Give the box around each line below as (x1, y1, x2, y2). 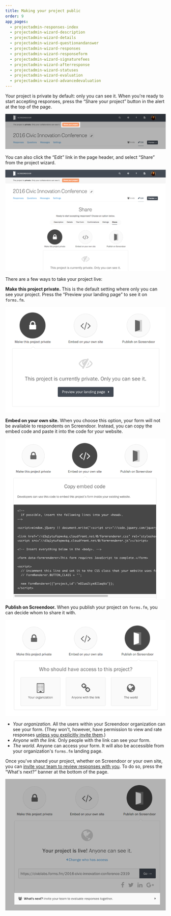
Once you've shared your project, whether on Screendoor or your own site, (5, 758, 163, 764)
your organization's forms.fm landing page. (12, 748, 103, 754)
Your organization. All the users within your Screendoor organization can (12, 720, 165, 727)
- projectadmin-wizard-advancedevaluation (10, 78, 101, 84)
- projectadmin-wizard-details (10, 35, 76, 40)
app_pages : (5, 19, 28, 24)
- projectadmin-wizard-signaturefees (10, 57, 90, 62)
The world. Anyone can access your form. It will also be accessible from (12, 742, 164, 749)
